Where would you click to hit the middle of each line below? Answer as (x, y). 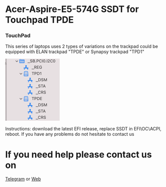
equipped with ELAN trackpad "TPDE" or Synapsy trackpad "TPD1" (75, 52)
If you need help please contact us (78, 154)
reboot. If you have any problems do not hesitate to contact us (70, 134)
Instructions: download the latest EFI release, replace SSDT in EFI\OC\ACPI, (84, 129)
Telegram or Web (23, 179)
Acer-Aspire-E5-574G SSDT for (72, 9)
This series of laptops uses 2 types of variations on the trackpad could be (82, 47)
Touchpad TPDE (39, 20)
